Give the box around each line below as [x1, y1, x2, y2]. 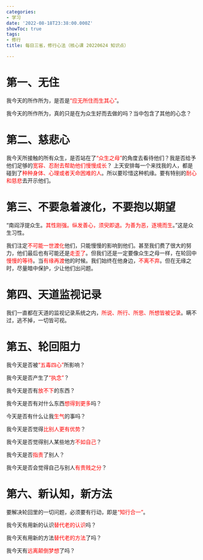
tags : [6, 31, 20, 37]
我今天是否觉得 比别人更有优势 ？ [6, 425, 86, 433]
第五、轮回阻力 [6, 340, 81, 353]
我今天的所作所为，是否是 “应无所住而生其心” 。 [6, 97, 123, 104]
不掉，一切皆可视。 [22, 317, 70, 324]
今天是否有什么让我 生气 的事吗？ [6, 412, 86, 420]
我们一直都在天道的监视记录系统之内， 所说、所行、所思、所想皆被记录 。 [6, 309, 186, 316]
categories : [6, 8, 36, 15]
